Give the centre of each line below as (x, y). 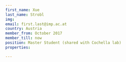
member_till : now (24, 38)
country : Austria (24, 29)
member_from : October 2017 (34, 33)
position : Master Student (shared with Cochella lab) (64, 43)
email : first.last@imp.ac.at (36, 24)
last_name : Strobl (25, 15)
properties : (18, 47)
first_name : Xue (22, 10)
